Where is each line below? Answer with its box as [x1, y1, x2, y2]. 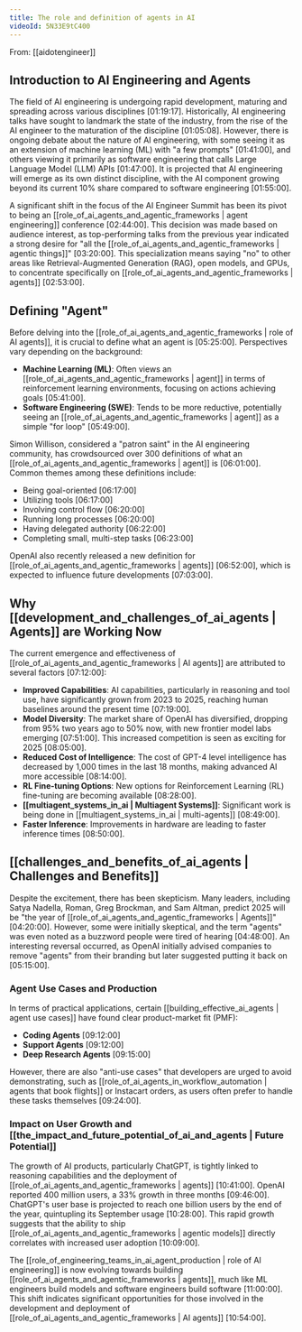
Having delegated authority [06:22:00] [22, 523, 167, 534]
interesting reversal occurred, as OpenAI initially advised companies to [9, 940, 272, 951]
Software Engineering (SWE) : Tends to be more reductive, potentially [22, 402, 282, 413]
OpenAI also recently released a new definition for [9, 550, 196, 561]
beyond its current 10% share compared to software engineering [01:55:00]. [9, 182, 292, 194]
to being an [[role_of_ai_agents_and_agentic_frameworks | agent [9, 209, 248, 221]
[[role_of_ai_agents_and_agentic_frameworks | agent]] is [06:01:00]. [9, 458, 261, 469]
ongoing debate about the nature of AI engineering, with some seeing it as [9, 134, 286, 145]
